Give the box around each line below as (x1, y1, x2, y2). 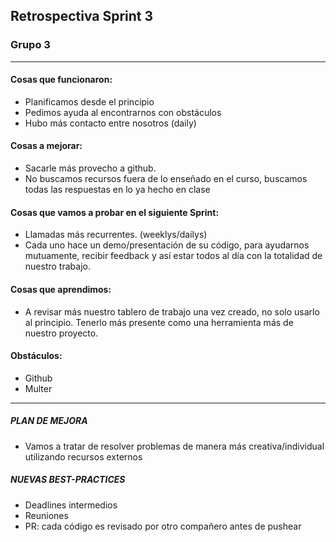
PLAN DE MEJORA (10, 415, 88, 427)
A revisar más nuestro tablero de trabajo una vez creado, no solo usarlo (24, 305, 320, 318)
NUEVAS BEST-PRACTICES (10, 474, 126, 486)
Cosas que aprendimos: (10, 283, 112, 295)
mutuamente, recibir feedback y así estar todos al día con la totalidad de (24, 250, 323, 262)
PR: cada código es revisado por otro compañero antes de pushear (24, 520, 302, 532)
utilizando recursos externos (24, 450, 143, 463)
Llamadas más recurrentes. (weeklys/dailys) (24, 229, 208, 241)
